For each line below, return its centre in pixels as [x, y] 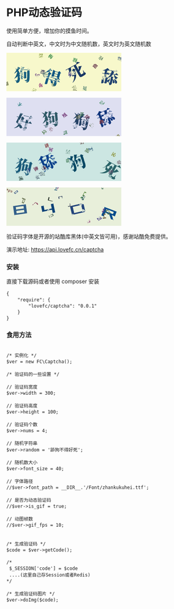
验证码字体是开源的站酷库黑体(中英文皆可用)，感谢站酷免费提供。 [89, 236]
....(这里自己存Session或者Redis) [50, 575]
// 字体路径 [20, 481]
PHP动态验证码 [44, 13]
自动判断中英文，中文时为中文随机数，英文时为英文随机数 [79, 44]
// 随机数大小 [22, 462]
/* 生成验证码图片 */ [31, 594]
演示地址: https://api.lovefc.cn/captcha [55, 249]
